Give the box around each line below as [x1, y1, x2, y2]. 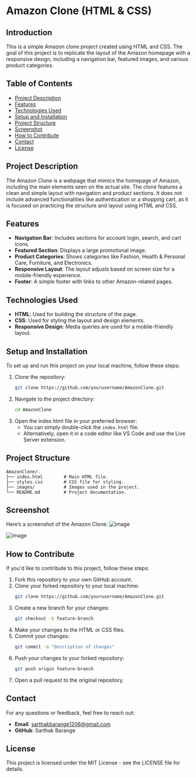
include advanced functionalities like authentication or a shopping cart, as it [6, 196, 188, 203]
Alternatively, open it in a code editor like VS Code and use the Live [23, 430, 185, 437]
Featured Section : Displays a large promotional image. [14, 247, 147, 254]
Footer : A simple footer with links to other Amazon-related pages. [14, 278, 173, 285]
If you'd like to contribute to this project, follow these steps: [6, 565, 149, 572]
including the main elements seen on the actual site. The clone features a [6, 183, 183, 190]
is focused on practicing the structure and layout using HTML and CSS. [6, 201, 178, 209]
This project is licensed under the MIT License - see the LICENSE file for [6, 759, 180, 766]
